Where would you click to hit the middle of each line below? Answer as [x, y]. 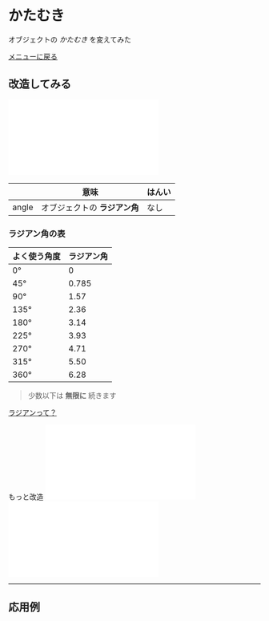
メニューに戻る [33, 56]
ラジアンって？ [33, 412]
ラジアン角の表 [37, 233]
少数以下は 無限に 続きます [72, 396]
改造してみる [40, 84]
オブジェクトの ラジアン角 [90, 207]
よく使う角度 [37, 257]
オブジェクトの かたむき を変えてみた [70, 39]
